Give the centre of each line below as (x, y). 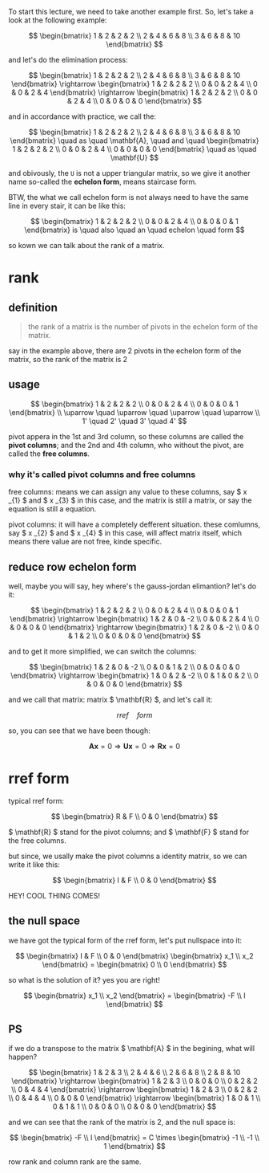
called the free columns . (49, 454)
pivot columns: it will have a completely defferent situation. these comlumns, (134, 524)
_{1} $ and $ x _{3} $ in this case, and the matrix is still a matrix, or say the (130, 500)
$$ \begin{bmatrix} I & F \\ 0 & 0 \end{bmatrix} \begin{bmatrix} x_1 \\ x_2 (134, 955)
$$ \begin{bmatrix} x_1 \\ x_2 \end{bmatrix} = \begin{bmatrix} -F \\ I (134, 996)
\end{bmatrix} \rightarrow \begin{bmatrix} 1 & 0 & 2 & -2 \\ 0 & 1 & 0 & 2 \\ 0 (134, 675)
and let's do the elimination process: (68, 60)
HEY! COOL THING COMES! (54, 895)
